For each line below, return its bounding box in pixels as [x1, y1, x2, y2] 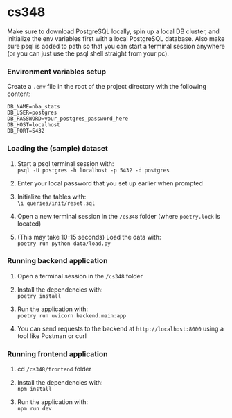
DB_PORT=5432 [7, 128, 45, 135]
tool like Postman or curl [17, 331, 87, 340]
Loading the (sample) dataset [7, 144, 109, 153]
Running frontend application [7, 349, 108, 358]
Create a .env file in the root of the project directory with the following [7, 83, 206, 91]
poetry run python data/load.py [17, 240, 111, 247]
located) [17, 219, 42, 228]
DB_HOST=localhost [7, 122, 60, 128]
